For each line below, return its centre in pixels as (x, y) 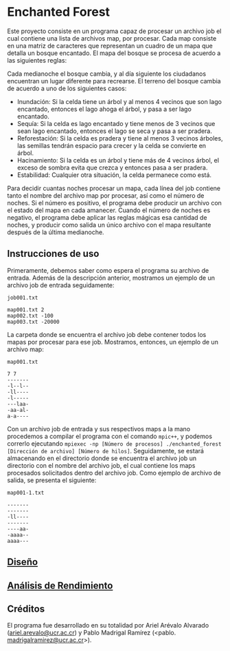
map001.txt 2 (26, 310)
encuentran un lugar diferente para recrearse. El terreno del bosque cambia (114, 81)
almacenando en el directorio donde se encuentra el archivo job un (102, 458)
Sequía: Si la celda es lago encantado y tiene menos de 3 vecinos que (116, 123)
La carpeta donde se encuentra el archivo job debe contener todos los (107, 334)
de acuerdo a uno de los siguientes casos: (67, 88)
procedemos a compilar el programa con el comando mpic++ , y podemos (110, 436)
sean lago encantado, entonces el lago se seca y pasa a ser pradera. (115, 131)
